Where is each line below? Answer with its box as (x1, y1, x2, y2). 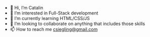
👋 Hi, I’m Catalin (10, 5, 43, 10)
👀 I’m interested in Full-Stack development (10, 10, 98, 16)
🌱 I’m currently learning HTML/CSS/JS (10, 15, 90, 21)
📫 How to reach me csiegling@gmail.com (10, 26, 98, 32)
